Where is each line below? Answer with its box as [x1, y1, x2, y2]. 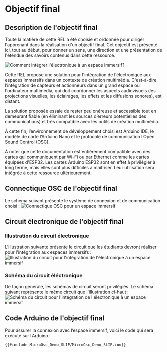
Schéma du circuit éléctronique [5, 272, 83, 279]
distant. [5, 98, 21, 104]
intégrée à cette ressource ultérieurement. [5, 170, 92, 176]
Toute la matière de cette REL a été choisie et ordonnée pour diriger [5, 36, 145, 42]
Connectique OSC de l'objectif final [5, 184, 117, 193]
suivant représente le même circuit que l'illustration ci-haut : [5, 289, 129, 295]
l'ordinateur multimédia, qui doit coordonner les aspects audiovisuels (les [5, 88, 156, 93]
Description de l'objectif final [5, 23, 98, 32]
